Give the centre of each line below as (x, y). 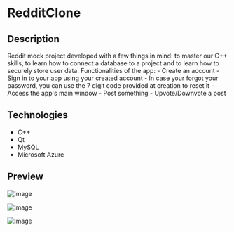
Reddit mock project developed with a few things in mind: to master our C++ (117, 56)
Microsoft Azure (41, 154)
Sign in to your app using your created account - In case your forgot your (113, 78)
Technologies (38, 115)
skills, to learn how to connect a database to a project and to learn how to (113, 63)
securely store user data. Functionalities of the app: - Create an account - (113, 71)
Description (33, 39)
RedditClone (44, 13)
